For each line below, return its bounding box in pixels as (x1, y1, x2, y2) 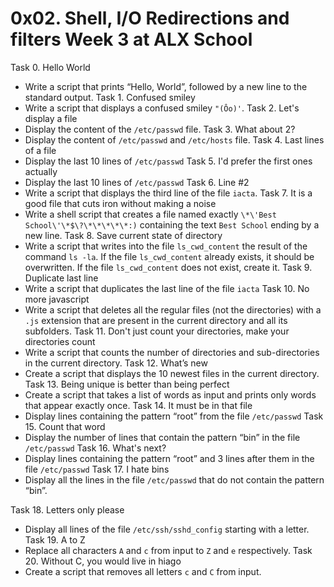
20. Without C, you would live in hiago (24, 555, 182, 567)
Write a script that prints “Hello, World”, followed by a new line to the (24, 80, 308, 92)
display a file (24, 112, 78, 124)
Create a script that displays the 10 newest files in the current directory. (24, 367, 320, 379)
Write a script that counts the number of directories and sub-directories (24, 346, 320, 358)
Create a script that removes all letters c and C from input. (24, 565, 262, 577)
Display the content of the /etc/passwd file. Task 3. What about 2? (24, 123, 296, 135)
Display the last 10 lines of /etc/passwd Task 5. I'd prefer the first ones (24, 155, 313, 167)
